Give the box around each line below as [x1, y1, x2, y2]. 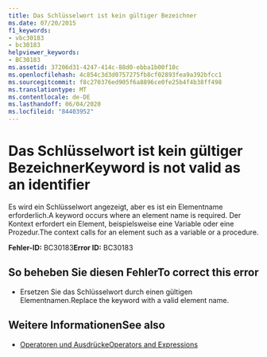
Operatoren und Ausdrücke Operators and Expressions [19, 340, 199, 349]
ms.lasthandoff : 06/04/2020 [8, 100, 102, 108]
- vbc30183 [8, 33, 44, 42]
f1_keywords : [8, 26, 52, 34]
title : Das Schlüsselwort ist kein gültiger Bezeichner [8, 11, 197, 20]
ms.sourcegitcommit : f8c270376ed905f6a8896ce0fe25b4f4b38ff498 [8, 78, 222, 86]
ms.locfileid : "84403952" [8, 108, 94, 116]
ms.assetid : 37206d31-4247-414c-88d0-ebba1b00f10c [8, 64, 180, 72]
